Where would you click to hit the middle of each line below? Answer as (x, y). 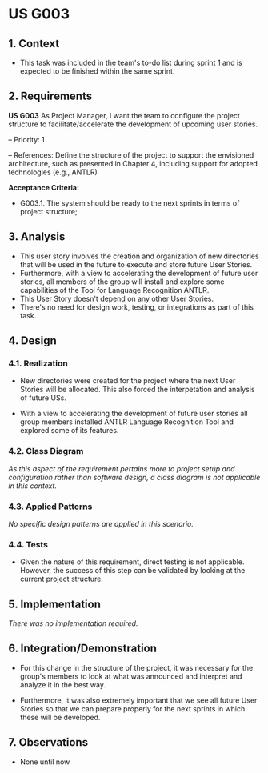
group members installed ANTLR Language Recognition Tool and (127, 422)
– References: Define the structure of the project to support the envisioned (131, 155)
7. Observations (48, 742)
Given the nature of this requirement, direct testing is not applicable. (132, 562)
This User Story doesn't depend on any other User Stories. (117, 298)
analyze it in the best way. (63, 684)
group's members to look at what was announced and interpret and (131, 676)
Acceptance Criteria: (44, 187)
